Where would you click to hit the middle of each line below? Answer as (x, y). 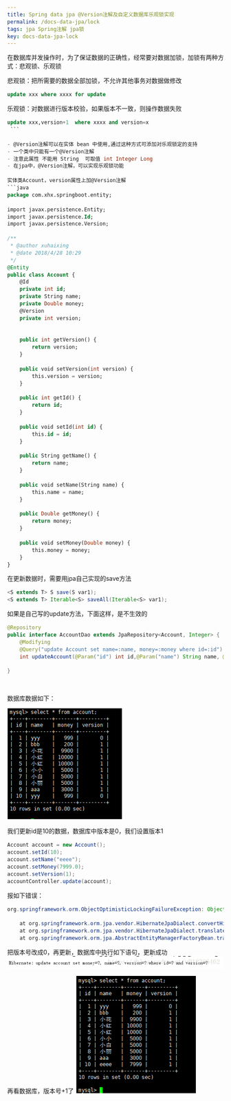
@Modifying (35, 642)
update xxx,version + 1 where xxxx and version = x (78, 123)
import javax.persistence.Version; (58, 224)
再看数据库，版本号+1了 (41, 1091)
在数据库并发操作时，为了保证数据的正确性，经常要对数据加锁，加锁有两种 (112, 58)
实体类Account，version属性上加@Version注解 (67, 181)
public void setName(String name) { (72, 485)
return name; (51, 463)
